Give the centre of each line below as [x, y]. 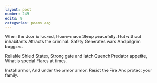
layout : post [18, 9]
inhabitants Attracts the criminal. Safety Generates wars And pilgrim [73, 42]
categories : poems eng [28, 23]
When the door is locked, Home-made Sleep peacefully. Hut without [73, 36]
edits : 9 [14, 18]
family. [12, 75]
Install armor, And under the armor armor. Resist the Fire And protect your [79, 71]
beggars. [14, 47]
